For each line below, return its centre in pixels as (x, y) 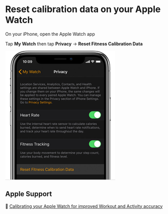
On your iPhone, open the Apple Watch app (50, 34)
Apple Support (29, 194)
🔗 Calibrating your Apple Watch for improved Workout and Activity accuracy (84, 206)
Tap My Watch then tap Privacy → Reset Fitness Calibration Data (74, 43)
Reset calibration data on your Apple (83, 9)
